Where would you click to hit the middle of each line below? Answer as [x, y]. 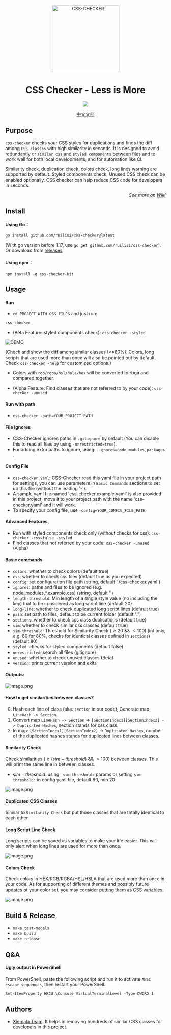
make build [24, 934]
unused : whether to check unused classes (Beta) [63, 658]
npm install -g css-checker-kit [39, 274]
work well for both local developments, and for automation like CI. [74, 159]
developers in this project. [40, 1027]
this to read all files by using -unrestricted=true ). [65, 444]
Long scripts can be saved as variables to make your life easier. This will [81, 841]
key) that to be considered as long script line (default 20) [72, 604]
